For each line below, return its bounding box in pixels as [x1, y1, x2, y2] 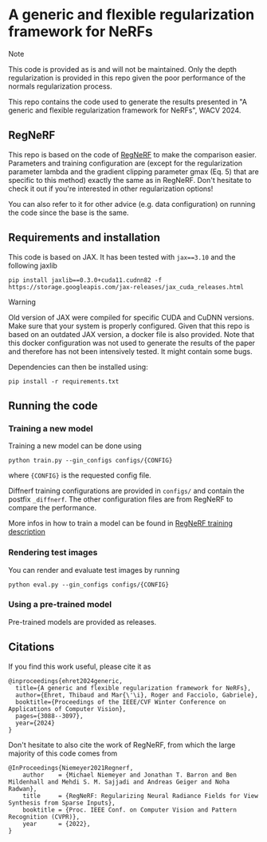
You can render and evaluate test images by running [8, 565, 180, 574]
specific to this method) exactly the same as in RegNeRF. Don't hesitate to [8, 175, 252, 185]
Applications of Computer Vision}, [8, 705, 127, 713]
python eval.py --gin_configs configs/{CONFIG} [8, 581, 170, 589]
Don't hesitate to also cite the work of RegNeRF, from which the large [8, 740, 236, 749]
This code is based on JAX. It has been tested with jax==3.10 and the [8, 252, 236, 261]
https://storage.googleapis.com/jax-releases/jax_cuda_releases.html [8, 283, 245, 291]
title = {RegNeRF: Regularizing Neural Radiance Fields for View [22, 792, 259, 800]
